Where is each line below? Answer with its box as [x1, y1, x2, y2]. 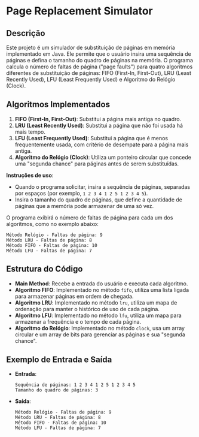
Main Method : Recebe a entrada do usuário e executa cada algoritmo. [14, 280, 188, 287]
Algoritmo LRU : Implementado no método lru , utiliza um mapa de [14, 299, 177, 306]
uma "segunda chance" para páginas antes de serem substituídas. [14, 160, 179, 167]
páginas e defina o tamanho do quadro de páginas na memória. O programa [6, 57, 193, 64]
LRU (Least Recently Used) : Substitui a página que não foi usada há [14, 122, 183, 129]
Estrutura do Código [6, 264, 83, 274]
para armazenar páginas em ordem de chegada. [14, 293, 134, 300]
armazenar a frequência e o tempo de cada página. [14, 318, 142, 325]
